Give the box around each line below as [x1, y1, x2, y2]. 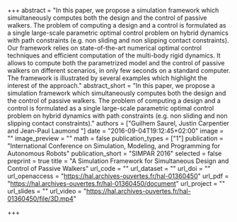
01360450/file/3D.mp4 [7, 194, 74, 203]
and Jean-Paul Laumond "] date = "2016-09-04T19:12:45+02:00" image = [7, 127, 224, 135]
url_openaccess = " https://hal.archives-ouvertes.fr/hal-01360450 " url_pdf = [7, 172, 229, 180]
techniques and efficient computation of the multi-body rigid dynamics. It [7, 51, 221, 60]
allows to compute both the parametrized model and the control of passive [7, 59, 225, 67]
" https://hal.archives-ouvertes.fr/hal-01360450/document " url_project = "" [7, 179, 225, 187]
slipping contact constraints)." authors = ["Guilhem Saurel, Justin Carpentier [7, 119, 230, 127]
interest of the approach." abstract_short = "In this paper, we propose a [7, 82, 216, 89]
